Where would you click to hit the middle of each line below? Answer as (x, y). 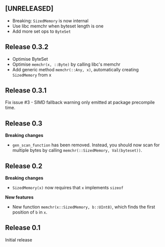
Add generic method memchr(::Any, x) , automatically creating (75, 69)
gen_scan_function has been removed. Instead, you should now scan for (86, 145)
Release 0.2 (24, 166)
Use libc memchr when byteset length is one (58, 26)
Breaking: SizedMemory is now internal (50, 20)
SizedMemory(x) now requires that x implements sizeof (68, 188)
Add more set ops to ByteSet (41, 31)
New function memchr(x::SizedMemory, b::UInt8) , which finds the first (83, 207)
